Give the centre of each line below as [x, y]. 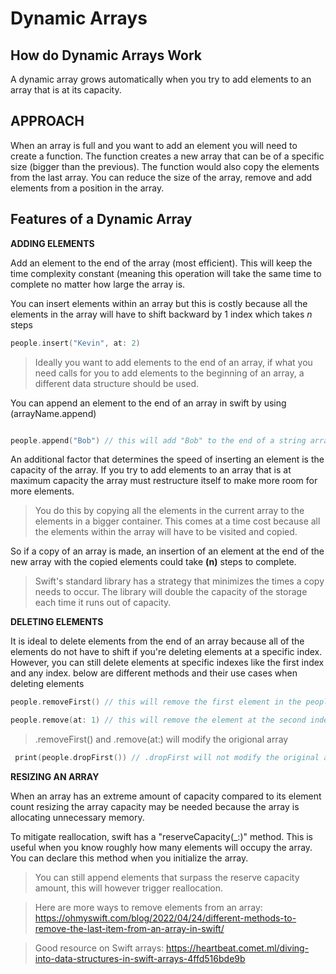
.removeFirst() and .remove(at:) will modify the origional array [161, 739]
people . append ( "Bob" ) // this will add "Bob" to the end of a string [158, 440]
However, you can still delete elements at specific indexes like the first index [167, 663]
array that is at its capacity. [66, 90]
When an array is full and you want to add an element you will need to [154, 145]
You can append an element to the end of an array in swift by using [148, 403]
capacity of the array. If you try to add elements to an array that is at [151, 470]
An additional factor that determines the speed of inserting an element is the [167, 459]
